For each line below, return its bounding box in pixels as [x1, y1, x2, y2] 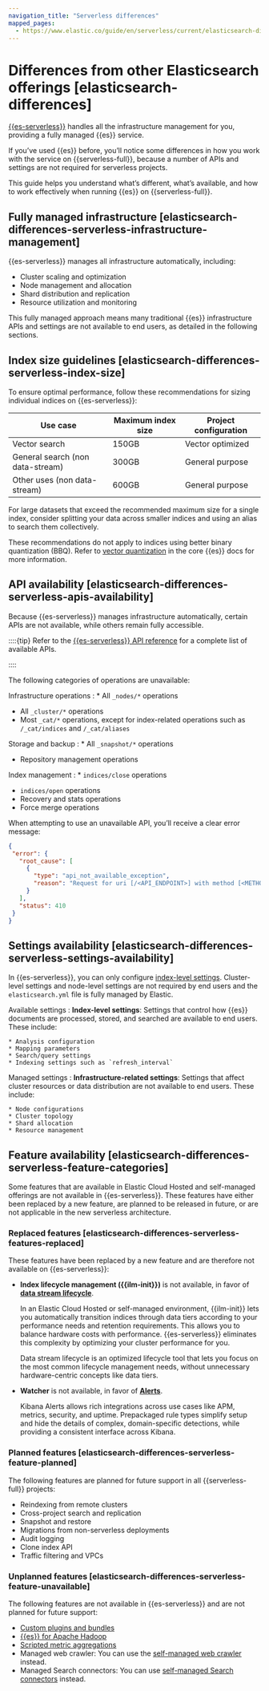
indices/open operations [19, 785, 101, 795]
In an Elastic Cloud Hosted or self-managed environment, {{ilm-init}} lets [19, 1304, 259, 1313]
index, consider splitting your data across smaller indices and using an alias [8, 513, 258, 523]
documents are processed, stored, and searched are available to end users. [8, 1013, 258, 1023]
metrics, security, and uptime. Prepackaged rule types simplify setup [19, 1410, 248, 1420]
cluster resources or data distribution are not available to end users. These [8, 1082, 255, 1091]
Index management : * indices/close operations [8, 770, 167, 779]
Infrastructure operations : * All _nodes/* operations [8, 690, 179, 700]
